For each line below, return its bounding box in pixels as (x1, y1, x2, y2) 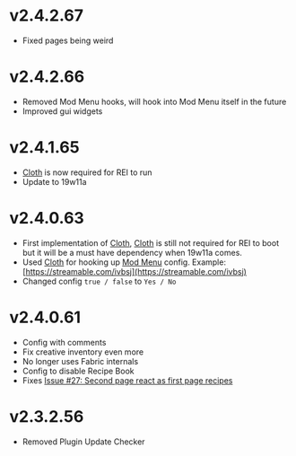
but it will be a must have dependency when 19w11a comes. (22, 247, 242, 258)
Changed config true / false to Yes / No (22, 276, 177, 286)
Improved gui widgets (22, 105, 103, 117)
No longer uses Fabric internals (22, 355, 139, 366)
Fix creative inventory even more (22, 346, 144, 357)
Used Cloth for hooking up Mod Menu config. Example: (22, 257, 227, 267)
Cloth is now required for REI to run (22, 167, 152, 178)
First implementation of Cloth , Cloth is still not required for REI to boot (22, 237, 280, 248)
